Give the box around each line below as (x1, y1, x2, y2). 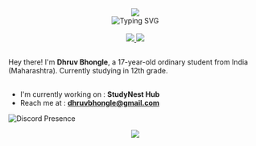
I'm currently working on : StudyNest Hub (19, 89, 160, 99)
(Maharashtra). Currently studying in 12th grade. (8, 66, 168, 76)
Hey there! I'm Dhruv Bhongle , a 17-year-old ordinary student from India (8, 57, 248, 67)
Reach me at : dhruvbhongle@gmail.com (19, 98, 159, 107)
